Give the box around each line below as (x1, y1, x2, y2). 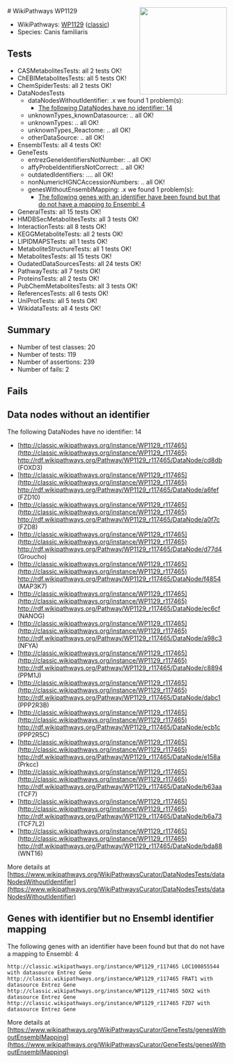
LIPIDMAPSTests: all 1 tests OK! (17, 237, 108, 245)
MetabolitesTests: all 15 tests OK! (17, 251, 112, 261)
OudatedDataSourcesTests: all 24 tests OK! (17, 259, 141, 267)
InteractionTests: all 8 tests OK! (17, 222, 107, 230)
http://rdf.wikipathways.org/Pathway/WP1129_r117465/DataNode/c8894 (17, 664, 223, 672)
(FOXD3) (17, 463, 43, 471)
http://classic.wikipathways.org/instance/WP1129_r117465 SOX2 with (7, 988, 210, 995)
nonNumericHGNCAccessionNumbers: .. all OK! (27, 177, 165, 186)
